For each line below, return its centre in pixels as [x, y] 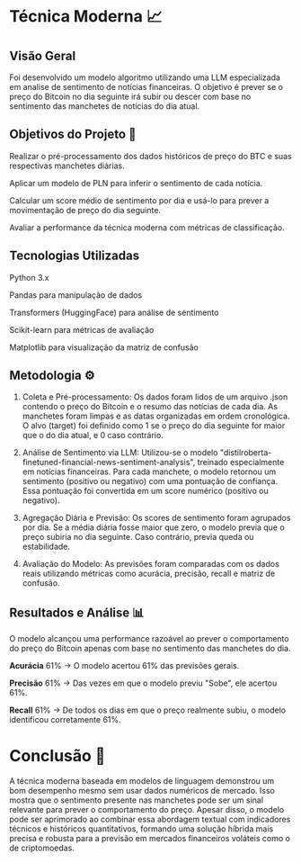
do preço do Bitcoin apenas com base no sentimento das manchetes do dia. [150, 649]
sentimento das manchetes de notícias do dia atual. [105, 106]
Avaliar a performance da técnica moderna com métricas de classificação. [147, 227]
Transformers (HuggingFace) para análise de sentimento [114, 312]
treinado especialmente [241, 462]
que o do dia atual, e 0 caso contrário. [93, 435]
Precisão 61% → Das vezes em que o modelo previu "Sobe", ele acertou [143, 683]
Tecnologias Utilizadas [75, 256]
